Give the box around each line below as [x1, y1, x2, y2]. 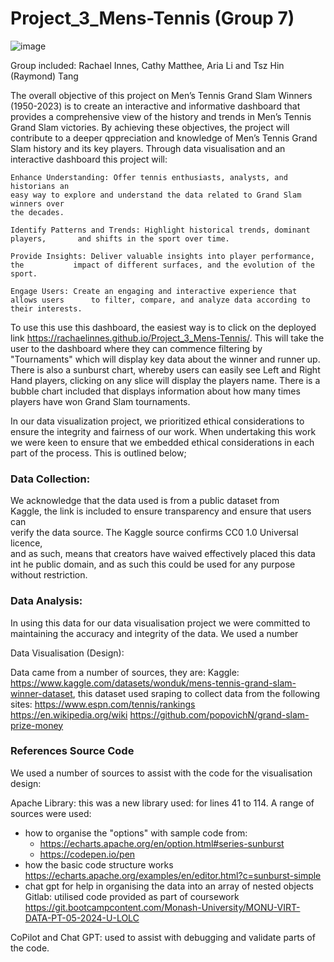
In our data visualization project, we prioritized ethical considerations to [10, 415, 305, 427]
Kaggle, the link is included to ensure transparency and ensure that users [10, 505, 312, 517]
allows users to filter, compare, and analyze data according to [10, 295, 311, 305]
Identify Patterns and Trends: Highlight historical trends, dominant [10, 225, 311, 235]
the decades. [10, 207, 65, 217]
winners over [10, 198, 65, 209]
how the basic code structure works [24, 858, 174, 871]
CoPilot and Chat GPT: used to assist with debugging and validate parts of [10, 931, 316, 943]
